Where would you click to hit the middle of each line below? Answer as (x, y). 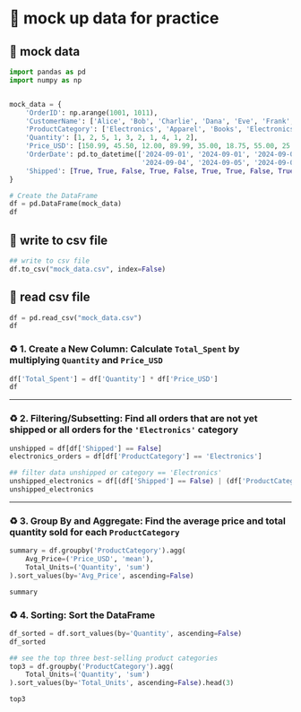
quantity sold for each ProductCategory (95, 532)
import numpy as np (46, 80)
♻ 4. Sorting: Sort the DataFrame (82, 615)
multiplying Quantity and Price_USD (86, 360)
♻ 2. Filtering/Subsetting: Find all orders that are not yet (133, 419)
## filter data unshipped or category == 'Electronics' (116, 473)
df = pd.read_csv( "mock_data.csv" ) (76, 317)
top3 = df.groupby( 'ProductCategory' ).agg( (92, 666)
